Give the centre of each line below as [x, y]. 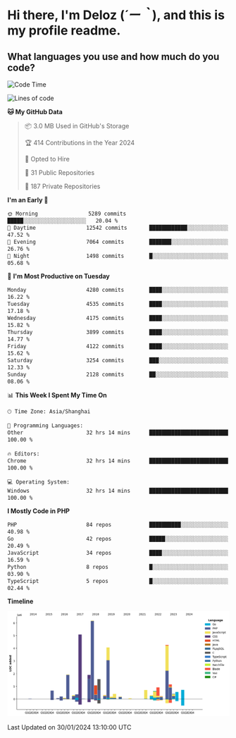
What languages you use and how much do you [113, 57]
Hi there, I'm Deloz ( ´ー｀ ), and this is [116, 15]
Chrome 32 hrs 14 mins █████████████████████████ [118, 461]
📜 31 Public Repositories [60, 173]
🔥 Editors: [24, 454]
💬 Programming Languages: [45, 426]
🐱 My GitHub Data [35, 112]
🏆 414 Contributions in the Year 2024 [80, 143]
